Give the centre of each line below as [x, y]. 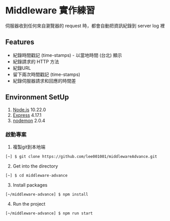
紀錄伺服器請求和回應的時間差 [44, 81]
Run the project [29, 204]
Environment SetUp [37, 97]
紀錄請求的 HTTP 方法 [36, 62]
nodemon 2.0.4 [29, 120]
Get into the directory [35, 166]
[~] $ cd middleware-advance [36, 175]
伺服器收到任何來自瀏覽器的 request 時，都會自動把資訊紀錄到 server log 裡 [85, 26]
